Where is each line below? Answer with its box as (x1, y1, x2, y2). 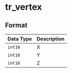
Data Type (7, 36, 32, 42)
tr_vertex (5, 1, 43, 13)
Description (36, 36, 65, 42)
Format (5, 21, 28, 29)
